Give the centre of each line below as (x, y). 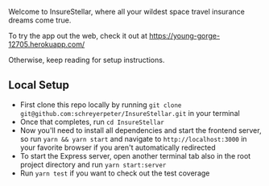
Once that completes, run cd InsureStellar (92, 122)
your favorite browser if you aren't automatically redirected (118, 147)
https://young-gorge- (184, 36)
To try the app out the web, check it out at (78, 36)
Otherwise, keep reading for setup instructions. (87, 60)
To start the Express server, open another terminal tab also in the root (135, 155)
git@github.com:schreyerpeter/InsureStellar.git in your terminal (130, 113)
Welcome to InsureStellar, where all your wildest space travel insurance (127, 12)
